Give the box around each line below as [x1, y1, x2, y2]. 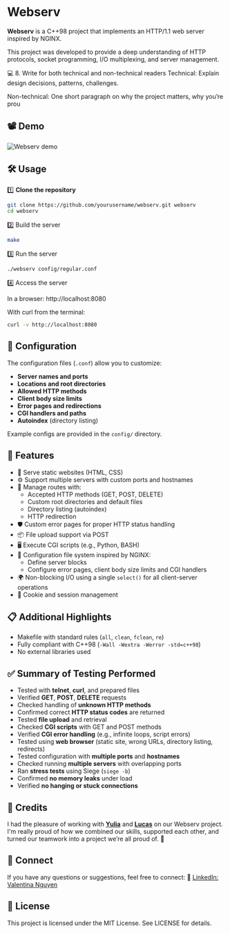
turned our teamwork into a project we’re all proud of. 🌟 [7, 834, 164, 843]
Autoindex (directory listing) [17, 416, 99, 424]
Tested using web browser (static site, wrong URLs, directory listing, [17, 738, 213, 746]
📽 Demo [7, 120, 45, 132]
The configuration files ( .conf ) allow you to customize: [7, 359, 162, 367]
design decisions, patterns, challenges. [7, 79, 119, 87]
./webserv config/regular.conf [7, 265, 97, 273]
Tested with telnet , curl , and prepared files [17, 686, 140, 695]
